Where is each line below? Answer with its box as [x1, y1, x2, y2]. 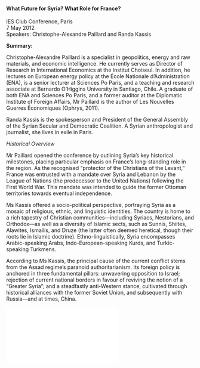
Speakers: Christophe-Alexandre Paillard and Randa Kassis [6, 30, 152, 38]
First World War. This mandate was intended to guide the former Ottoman [6, 184, 187, 191]
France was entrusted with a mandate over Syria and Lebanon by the [6, 171, 176, 178]
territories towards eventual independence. [6, 190, 112, 197]
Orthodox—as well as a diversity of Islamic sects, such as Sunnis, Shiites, [6, 221, 187, 228]
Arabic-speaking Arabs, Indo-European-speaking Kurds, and [6, 239, 156, 247]
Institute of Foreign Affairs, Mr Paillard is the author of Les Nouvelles [6, 98, 174, 106]
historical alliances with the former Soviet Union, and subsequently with [6, 289, 183, 296]
